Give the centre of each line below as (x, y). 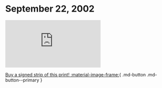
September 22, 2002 (50, 9)
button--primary (22, 80)
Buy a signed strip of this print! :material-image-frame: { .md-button (76, 74)
